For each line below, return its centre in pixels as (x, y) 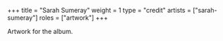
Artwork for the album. (40, 31)
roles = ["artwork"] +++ (73, 18)
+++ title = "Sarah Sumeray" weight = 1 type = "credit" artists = (100, 10)
